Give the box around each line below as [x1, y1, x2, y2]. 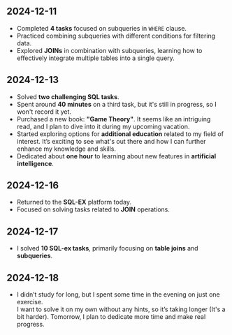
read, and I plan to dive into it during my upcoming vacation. [16, 122, 190, 131]
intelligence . [16, 159, 54, 167]
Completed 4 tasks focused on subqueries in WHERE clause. [16, 24, 187, 32]
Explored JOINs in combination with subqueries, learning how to [16, 46, 203, 54]
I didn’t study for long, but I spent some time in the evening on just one [16, 290, 221, 299]
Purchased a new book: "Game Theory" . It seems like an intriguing [16, 114, 211, 123]
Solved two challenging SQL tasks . [16, 92, 119, 100]
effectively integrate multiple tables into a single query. [16, 54, 175, 62]
